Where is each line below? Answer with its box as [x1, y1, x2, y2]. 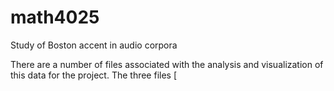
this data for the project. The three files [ [10, 69, 178, 81]
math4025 [10, 6, 100, 29]
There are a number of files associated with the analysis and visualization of [10, 58, 324, 70]
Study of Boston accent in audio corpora [10, 39, 178, 51]
